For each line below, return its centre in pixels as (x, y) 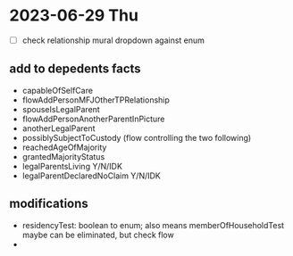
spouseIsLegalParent (61, 109)
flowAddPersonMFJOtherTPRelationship (96, 100)
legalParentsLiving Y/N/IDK (72, 166)
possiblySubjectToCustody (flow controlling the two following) (137, 137)
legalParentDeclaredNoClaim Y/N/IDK (91, 176)
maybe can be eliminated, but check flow (98, 235)
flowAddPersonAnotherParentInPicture (93, 119)
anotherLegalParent (59, 128)
